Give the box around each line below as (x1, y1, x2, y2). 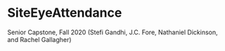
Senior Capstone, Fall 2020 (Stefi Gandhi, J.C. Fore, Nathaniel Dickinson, (7, 28, 218, 36)
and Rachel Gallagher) (7, 35, 72, 43)
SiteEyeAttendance (7, 5, 122, 21)
